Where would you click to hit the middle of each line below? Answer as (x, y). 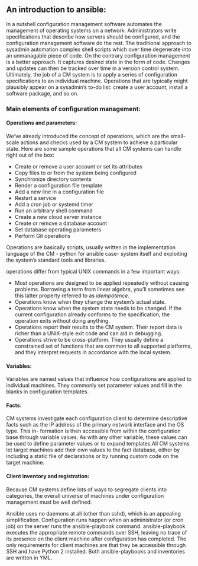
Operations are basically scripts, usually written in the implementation (91, 247)
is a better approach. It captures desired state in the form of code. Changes (98, 62)
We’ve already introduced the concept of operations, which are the (88, 136)
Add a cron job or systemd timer (54, 204)
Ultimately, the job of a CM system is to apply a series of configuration (92, 74)
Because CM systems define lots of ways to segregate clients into (87, 489)
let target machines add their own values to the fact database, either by (93, 450)
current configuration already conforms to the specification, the (92, 314)
